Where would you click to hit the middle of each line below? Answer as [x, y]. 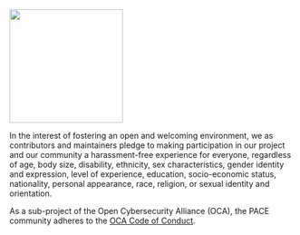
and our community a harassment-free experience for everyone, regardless [150, 155]
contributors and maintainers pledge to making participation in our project [147, 145]
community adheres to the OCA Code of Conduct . [103, 220]
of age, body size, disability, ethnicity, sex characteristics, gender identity [147, 164]
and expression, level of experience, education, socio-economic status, [143, 174]
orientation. [31, 193]
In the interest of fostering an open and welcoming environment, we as [141, 136]
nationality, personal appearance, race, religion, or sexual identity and [140, 184]
